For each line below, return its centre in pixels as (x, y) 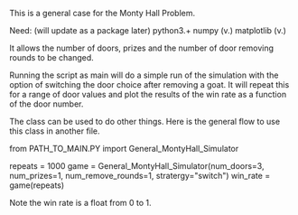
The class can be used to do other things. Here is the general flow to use (145, 122)
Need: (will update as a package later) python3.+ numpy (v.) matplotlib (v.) (148, 30)
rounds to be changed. (52, 57)
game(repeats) (37, 185)
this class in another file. (55, 131)
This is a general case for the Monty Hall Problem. (102, 13)
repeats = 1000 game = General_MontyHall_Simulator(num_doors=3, (137, 166)
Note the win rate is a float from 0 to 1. (80, 203)
